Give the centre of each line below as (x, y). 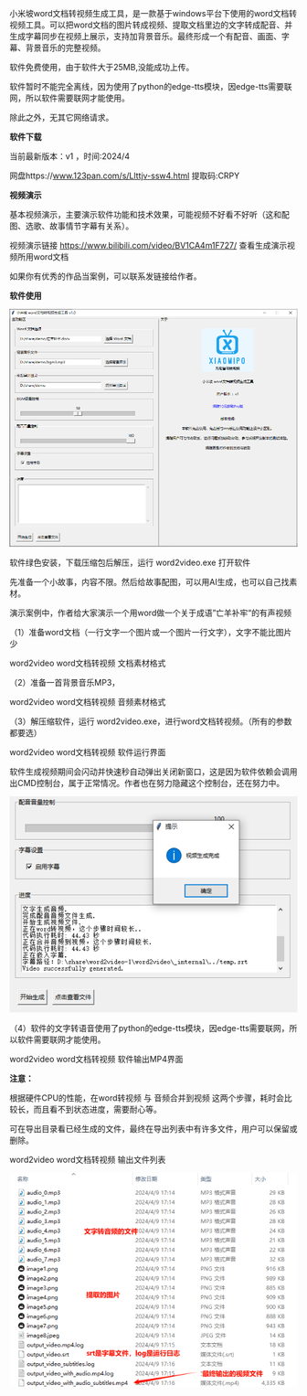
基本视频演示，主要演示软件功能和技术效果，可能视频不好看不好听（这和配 (149, 214)
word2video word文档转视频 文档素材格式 (88, 663)
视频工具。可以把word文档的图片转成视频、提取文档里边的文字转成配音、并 (151, 25)
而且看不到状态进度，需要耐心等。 (97, 1109)
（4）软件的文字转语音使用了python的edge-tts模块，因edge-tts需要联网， (149, 1028)
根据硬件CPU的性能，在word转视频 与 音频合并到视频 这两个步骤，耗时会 (147, 1098)
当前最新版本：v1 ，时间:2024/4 (70, 156)
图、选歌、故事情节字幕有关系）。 (72, 226)
